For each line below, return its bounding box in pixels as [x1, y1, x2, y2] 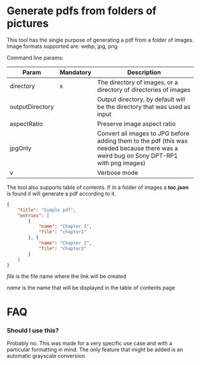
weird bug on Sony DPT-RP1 [97, 151, 178, 159]
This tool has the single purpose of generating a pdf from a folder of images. [7, 36, 194, 43]
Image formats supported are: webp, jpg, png [7, 43, 118, 50]
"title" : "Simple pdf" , [17, 207, 77, 213]
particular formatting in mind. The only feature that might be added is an [7, 345, 183, 353]
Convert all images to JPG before [97, 129, 189, 137]
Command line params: [7, 54, 64, 61]
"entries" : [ [17, 212, 50, 219]
